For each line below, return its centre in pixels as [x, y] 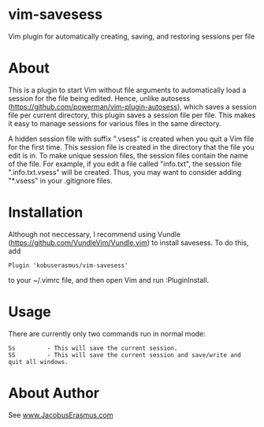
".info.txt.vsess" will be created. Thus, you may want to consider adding [125, 172]
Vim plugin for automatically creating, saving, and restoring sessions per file [132, 36]
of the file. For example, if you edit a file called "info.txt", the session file [125, 164]
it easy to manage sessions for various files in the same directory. [115, 123]
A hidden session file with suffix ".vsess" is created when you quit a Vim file [131, 139]
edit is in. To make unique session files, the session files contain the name [128, 155]
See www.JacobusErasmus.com [61, 414]
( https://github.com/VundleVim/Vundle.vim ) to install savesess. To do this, [128, 243]
